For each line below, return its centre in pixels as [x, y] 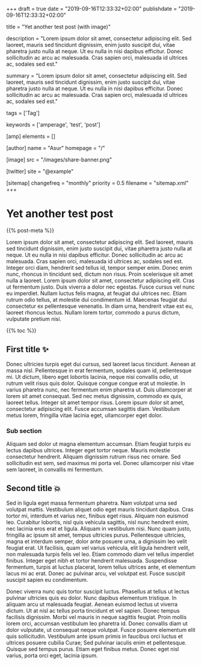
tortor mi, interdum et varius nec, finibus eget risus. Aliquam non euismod [97, 516]
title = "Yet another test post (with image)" [59, 27]
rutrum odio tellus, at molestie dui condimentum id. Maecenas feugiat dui [97, 299]
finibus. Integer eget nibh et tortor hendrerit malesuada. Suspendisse [92, 560]
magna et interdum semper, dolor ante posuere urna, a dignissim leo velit [97, 541]
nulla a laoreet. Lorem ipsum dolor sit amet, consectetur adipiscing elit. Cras [100, 280]
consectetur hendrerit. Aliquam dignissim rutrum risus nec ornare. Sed [93, 457]
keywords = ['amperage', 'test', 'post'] [53, 125]
